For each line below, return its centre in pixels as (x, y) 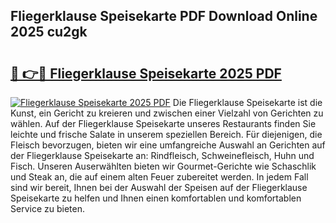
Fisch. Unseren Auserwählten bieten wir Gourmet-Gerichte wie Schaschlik (163, 166)
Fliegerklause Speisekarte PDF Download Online (164, 16)
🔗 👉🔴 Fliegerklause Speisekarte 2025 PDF (146, 73)
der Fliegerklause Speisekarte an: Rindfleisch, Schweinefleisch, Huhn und (162, 155)
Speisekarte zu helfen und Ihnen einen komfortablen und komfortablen (156, 198)
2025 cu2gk (49, 32)
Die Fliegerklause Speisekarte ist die (247, 102)
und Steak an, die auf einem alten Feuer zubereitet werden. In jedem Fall (159, 177)
